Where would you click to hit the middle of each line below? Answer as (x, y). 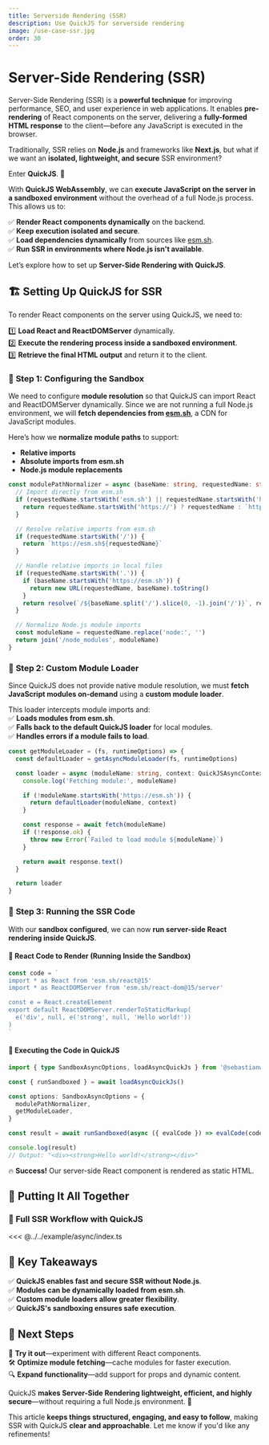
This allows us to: (37, 206)
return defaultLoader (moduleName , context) (103, 803)
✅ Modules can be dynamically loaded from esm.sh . (97, 1290)
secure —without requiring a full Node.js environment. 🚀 (100, 1402)
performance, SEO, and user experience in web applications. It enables (125, 108)
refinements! (29, 1435)
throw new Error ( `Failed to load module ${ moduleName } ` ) (126, 840)
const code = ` (34, 973)
